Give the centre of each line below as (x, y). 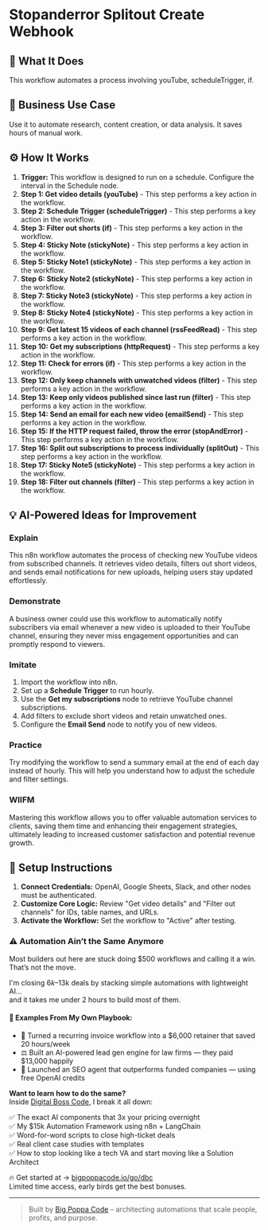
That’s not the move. (43, 967)
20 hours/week (45, 1044)
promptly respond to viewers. (57, 644)
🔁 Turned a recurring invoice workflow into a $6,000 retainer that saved (138, 1035)
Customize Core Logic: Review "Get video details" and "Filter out (128, 904)
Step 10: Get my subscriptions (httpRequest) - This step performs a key (140, 346)
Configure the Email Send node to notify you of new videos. (119, 724)
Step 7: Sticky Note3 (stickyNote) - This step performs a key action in (136, 296)
